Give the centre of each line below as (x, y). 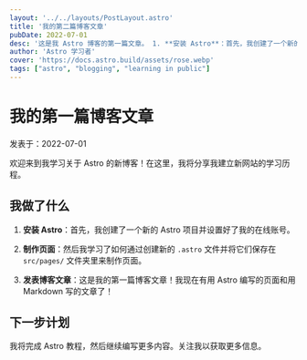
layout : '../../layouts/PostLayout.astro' (91, 18)
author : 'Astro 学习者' (53, 52)
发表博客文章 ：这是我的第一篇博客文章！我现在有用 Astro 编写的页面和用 (159, 280)
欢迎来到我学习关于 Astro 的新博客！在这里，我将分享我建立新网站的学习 (146, 163)
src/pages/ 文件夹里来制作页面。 (85, 260)
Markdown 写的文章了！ (68, 291)
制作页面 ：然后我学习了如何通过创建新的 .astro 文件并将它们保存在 (149, 249)
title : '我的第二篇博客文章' (58, 26)
